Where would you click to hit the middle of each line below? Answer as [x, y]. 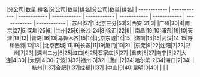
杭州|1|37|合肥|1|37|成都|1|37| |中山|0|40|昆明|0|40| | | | [100, 68]
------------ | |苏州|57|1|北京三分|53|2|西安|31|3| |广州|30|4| [110, 23]
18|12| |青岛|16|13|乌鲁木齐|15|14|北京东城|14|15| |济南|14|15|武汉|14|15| [101, 38]
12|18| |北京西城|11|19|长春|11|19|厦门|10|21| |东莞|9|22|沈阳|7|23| [106, 45]
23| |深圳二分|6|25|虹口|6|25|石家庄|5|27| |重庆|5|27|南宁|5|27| [103, 53]
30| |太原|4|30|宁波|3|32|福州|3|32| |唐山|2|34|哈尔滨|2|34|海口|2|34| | [106, 60]
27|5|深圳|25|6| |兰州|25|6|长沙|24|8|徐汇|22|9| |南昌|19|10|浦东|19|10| [101, 31]
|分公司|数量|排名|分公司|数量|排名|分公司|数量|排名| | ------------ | [89, 9]
